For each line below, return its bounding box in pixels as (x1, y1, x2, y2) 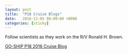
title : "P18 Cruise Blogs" (5, 12, 62, 17)
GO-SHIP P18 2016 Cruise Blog (5, 43, 67, 49)
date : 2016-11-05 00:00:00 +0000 (5, 16, 77, 21)
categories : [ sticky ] (5, 20, 49, 26)
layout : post (5, 7, 32, 12)
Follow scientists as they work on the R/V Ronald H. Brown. (5, 34, 124, 40)
